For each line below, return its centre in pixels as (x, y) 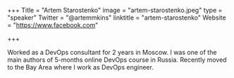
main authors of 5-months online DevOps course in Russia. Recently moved (117, 60)
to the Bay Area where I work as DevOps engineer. (80, 67)
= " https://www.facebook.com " (53, 25)
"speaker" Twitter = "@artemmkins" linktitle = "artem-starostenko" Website (117, 18)
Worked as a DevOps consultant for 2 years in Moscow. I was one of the (112, 52)
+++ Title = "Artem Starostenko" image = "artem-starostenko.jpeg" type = (115, 10)
